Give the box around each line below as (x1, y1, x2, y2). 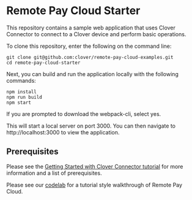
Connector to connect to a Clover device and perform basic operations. (6, 30, 186, 37)
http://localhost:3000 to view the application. (6, 128, 120, 136)
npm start (6, 99, 32, 106)
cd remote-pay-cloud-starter (6, 60, 81, 66)
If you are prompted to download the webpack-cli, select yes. (6, 110, 161, 117)
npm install (6, 88, 37, 95)
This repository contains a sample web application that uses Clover (6, 24, 176, 31)
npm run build (6, 94, 43, 100)
